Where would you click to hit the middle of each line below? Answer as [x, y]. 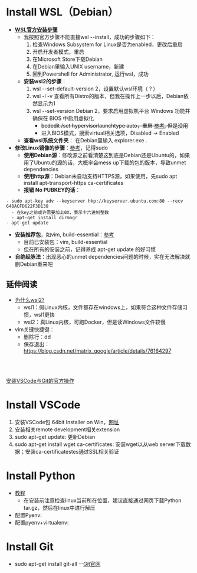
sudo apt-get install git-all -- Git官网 [58, 564]
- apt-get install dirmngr [45, 217]
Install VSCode [43, 405]
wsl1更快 [44, 314]
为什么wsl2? [29, 299]
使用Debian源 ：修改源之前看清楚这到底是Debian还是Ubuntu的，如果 [107, 155]
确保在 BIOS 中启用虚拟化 [63, 118]
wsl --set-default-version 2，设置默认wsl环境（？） [95, 89]
